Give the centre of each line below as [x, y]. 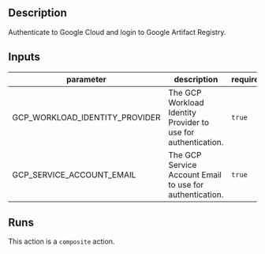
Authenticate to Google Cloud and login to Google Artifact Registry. [117, 32]
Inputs [24, 57]
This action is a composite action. [62, 241]
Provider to [188, 122]
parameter [86, 79]
